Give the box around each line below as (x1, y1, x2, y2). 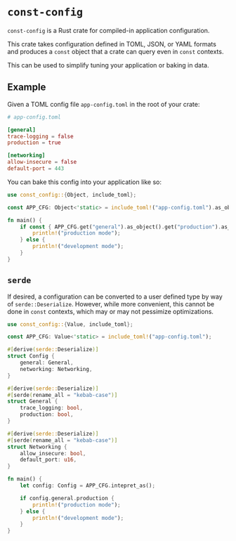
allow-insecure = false (7, 159, 77, 166)
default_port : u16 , (20, 456, 77, 464)
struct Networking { (7, 443, 68, 450)
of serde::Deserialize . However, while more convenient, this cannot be (7, 299, 215, 308)
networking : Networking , (20, 365, 93, 372)
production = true (7, 139, 61, 146)
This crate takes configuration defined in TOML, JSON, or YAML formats (7, 39, 216, 48)
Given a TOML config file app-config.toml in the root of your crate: (7, 100, 200, 108)
